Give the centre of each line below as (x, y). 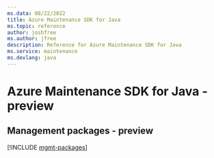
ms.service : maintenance (42, 52)
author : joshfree (32, 32)
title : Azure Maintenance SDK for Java (64, 20)
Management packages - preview (80, 131)
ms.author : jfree (32, 39)
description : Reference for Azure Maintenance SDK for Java (95, 45)
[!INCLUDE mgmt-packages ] (47, 147)
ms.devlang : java (32, 58)
